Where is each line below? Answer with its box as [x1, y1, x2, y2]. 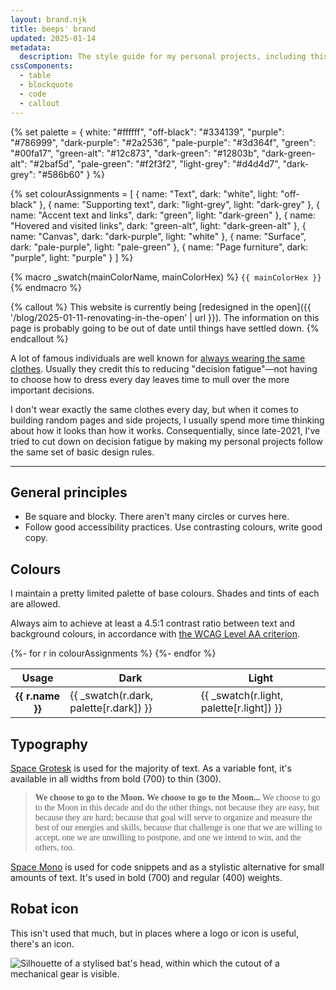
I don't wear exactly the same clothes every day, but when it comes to [10, 403, 299, 415]
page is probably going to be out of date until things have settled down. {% [10, 322, 320, 334]
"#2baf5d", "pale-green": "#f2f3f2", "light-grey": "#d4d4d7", [29, 157, 281, 170]
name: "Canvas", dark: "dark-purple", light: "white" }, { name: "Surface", [10, 230, 307, 242]
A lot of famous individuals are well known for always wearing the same [10, 352, 306, 364]
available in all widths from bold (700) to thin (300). [10, 772, 222, 785]
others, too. [34, 842, 75, 853]
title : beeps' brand [10, 24, 97, 34]
